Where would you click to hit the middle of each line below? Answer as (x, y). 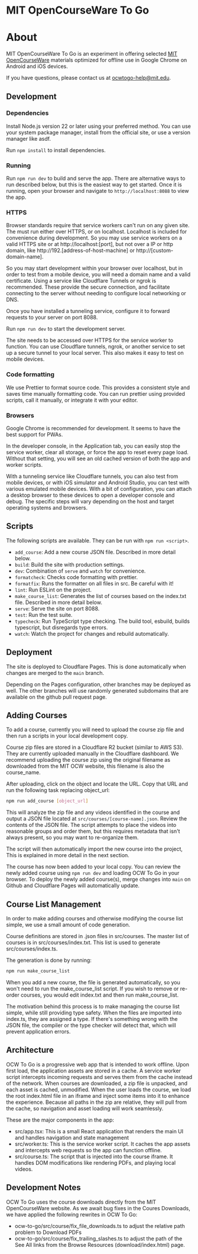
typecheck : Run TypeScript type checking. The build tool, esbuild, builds (102, 621)
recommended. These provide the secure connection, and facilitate (88, 287)
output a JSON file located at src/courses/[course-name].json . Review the (97, 819)
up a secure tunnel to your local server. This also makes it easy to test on (95, 353)
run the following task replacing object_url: (58, 790)
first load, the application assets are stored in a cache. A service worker (94, 1071)
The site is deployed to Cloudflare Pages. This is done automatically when (96, 667)
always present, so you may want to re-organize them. (72, 838)
